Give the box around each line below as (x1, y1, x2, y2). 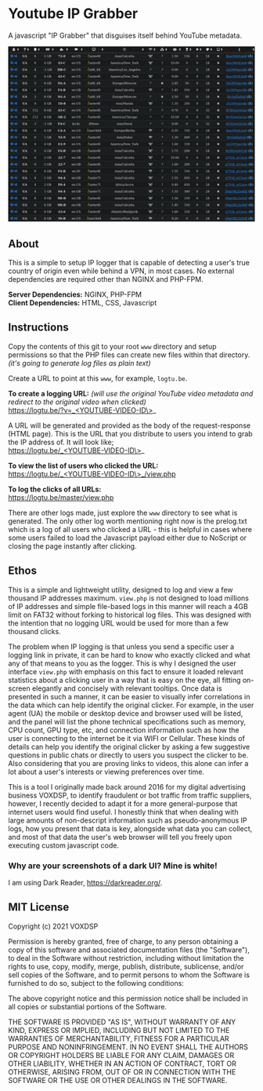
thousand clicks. (8, 626, 61, 636)
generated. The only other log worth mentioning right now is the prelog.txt (8, 516, 248, 526)
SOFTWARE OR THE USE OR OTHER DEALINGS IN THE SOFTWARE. (8, 1075, 228, 1085)
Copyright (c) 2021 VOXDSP (8, 921, 99, 931)
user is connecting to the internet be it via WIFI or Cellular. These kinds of (8, 733, 245, 743)
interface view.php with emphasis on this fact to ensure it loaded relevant (8, 666, 244, 676)
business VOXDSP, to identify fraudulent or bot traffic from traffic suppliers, (8, 790, 252, 800)
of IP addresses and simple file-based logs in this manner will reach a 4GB (8, 601, 248, 611)
